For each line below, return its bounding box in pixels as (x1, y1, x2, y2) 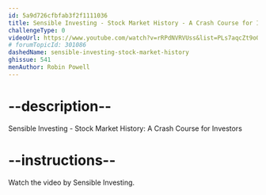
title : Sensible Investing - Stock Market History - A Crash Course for (8, 19, 253, 27)
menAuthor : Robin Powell (8, 63, 90, 71)
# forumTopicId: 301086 (8, 41, 87, 49)
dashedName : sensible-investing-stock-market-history (8, 48, 190, 56)
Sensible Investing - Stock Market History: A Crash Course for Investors (8, 124, 243, 133)
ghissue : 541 (8, 56, 51, 64)
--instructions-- (8, 151, 116, 169)
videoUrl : (8, 33, 41, 42)
